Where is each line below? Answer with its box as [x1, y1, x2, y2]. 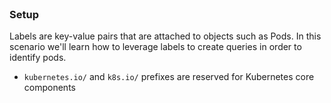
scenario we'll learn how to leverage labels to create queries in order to [9, 41, 302, 53]
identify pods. [9, 52, 67, 64]
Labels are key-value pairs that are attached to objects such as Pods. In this [9, 30, 322, 42]
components [23, 82, 76, 94]
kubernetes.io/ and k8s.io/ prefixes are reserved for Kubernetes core [23, 71, 315, 83]
